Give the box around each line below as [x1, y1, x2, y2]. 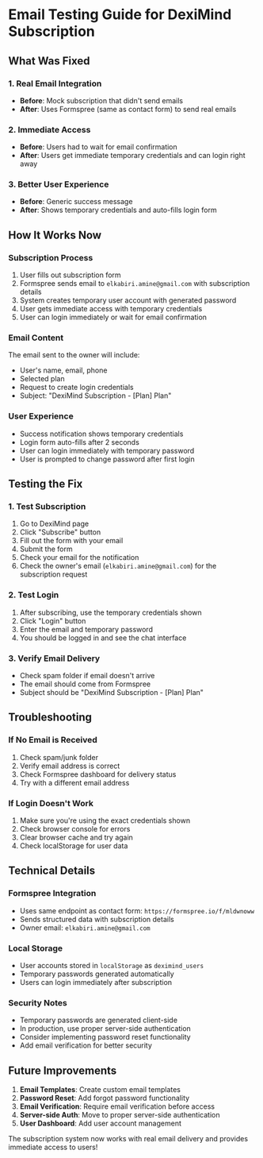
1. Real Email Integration [8, 78, 102, 89]
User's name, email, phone [19, 365, 108, 375]
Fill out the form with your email [19, 536, 124, 546]
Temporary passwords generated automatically [19, 969, 174, 979]
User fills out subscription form [19, 270, 121, 280]
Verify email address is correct [19, 761, 120, 770]
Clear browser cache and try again [19, 832, 133, 843]
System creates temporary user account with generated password [19, 295, 237, 305]
